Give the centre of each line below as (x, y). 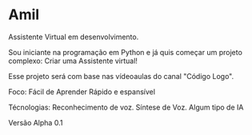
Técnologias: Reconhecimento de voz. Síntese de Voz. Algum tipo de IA (126, 107)
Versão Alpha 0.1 (36, 122)
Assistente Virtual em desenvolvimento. (74, 37)
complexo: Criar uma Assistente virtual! (73, 61)
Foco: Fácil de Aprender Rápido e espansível (82, 91)
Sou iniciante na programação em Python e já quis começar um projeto (125, 52)
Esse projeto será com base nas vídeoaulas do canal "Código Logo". (121, 76)
